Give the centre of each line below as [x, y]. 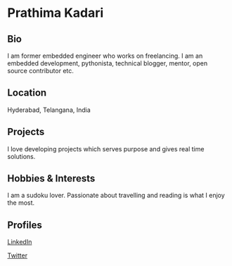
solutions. [21, 156]
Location [27, 93]
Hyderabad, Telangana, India [49, 110]
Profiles [25, 225]
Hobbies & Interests [51, 178]
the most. [21, 203]
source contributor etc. [40, 71]
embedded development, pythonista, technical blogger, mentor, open [108, 63]
